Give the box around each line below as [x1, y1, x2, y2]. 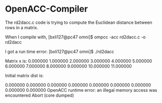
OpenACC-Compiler [5, 3, 88, 15]
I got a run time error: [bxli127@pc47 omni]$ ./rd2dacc [5, 49, 114, 54]
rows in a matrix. [5, 24, 38, 30]
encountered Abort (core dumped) [5, 92, 74, 98]
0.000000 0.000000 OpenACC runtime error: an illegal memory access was [5, 87, 157, 93]
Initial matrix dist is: [5, 72, 44, 78]
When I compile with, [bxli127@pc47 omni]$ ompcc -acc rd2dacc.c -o [5, 34, 146, 40]
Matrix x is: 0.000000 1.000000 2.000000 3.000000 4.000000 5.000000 [5, 58, 152, 64]
